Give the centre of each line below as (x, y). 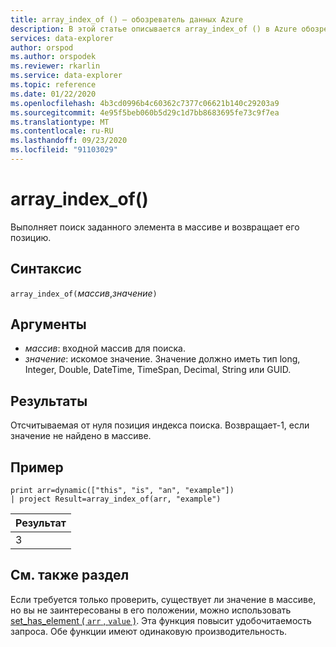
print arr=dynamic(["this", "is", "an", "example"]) (122, 491)
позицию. (31, 237)
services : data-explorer (62, 38)
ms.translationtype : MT (60, 122)
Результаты (49, 401)
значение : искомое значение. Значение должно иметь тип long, (162, 359)
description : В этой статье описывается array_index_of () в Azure (154, 29)
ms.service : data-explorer (66, 76)
